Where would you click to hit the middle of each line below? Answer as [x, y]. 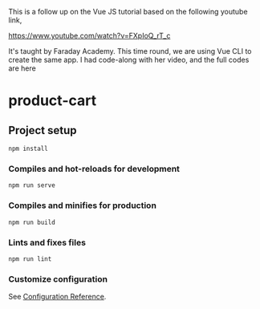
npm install [28, 148]
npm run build [32, 222]
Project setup [43, 130]
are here [22, 68]
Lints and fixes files [47, 242]
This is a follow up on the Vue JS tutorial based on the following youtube [128, 12]
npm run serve [32, 185]
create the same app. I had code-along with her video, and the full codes [129, 60]
